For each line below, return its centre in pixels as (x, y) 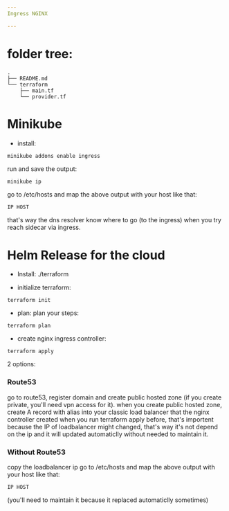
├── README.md (28, 78)
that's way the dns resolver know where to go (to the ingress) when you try (114, 219)
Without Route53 (36, 452)
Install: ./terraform (43, 274)
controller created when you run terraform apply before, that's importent (111, 419)
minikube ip (24, 181)
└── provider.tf (43, 97)
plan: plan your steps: (48, 313)
